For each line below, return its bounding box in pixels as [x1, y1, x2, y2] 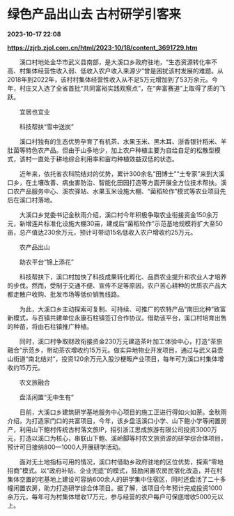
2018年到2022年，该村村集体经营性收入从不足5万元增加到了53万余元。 [7, 75, 212, 84]
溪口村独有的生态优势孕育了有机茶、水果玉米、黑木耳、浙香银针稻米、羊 [19, 137, 227, 145]
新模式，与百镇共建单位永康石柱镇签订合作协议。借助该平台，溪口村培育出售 [7, 314, 227, 322]
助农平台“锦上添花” [19, 258, 75, 266]
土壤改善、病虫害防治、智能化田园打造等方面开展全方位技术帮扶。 [31, 178, 221, 186]
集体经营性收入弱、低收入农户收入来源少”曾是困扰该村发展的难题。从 [25, 66, 224, 75]
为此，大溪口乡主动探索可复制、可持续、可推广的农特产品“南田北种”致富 [19, 304, 226, 313]
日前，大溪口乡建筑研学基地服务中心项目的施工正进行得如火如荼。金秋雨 [19, 408, 227, 416]
